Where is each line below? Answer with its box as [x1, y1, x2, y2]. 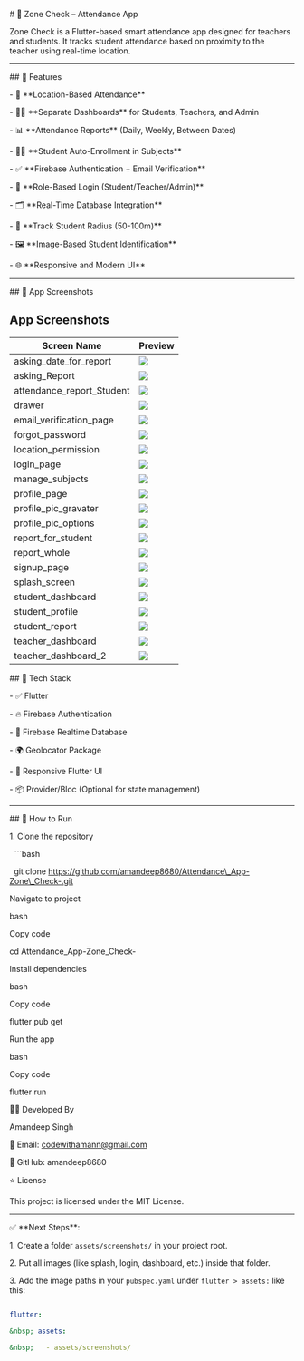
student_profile [14, 605, 79, 617]
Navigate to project [9, 893, 81, 904]
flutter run [9, 1086, 47, 1097]
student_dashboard [14, 590, 97, 603]
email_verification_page [14, 413, 115, 426]
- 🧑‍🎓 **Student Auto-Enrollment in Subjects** [9, 146, 183, 156]
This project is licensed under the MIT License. [9, 1195, 185, 1206]
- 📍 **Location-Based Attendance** [9, 89, 146, 100]
